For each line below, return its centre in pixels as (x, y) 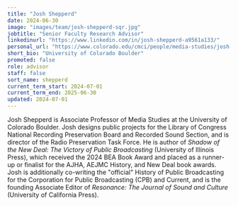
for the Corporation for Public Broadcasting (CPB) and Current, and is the (114, 180)
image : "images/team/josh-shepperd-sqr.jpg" (74, 27)
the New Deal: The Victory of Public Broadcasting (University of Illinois (111, 150)
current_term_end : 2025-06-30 (52, 93)
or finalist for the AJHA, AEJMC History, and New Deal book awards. (117, 165)
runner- (213, 157)
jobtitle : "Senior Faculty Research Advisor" (75, 34)
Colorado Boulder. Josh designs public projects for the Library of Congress (117, 127)
